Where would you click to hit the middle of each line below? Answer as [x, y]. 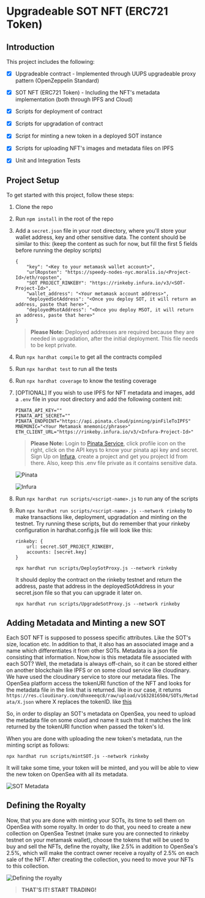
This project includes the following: [50, 62]
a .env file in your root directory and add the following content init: [99, 399]
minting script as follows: [38, 745]
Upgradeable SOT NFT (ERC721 [87, 11]
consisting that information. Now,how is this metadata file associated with [99, 657]
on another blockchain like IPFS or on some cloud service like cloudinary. [99, 670]
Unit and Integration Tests [48, 160]
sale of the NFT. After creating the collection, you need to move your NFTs [100, 859]
